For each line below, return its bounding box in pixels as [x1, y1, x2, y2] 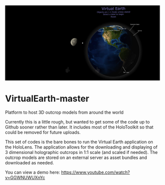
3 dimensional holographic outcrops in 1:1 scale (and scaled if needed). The [5, 150, 158, 155]
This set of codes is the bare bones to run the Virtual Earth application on [5, 139, 153, 145]
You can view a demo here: [5, 169, 60, 175]
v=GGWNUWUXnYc [5, 175, 45, 181]
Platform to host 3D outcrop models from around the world [5, 109, 124, 116]
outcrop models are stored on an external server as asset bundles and [5, 154, 147, 160]
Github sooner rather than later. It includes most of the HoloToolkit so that [5, 124, 154, 130]
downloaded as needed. [5, 160, 54, 166]
